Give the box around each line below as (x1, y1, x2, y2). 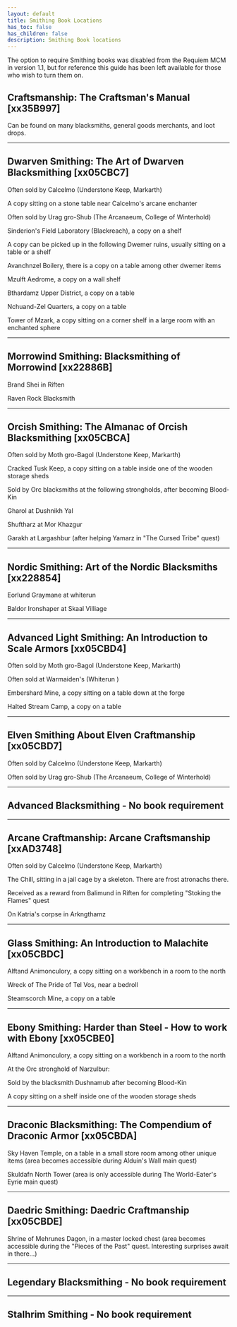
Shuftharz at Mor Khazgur (7, 520, 83, 529)
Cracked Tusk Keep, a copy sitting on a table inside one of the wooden (7, 464, 213, 473)
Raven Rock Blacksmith (7, 394, 75, 402)
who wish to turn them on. (7, 71, 83, 80)
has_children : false (7, 30, 68, 37)
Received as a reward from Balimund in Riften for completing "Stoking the (7, 889, 221, 897)
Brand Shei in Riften (7, 380, 65, 389)
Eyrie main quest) (7, 1177, 59, 1186)
